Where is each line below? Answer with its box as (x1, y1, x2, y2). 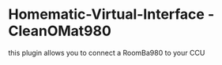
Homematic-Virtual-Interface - (8, 5, 215, 23)
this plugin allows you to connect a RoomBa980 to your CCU (8, 48, 205, 57)
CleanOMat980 (8, 22, 112, 40)
